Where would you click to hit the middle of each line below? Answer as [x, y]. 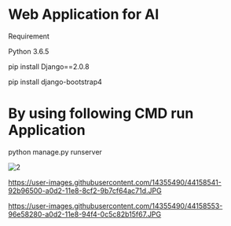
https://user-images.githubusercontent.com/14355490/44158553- [115, 206]
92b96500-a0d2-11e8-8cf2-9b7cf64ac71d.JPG [85, 191]
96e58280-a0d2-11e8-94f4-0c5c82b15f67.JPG [85, 214]
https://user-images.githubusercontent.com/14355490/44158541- [115, 182]
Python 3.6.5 [29, 51]
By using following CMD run [101, 113]
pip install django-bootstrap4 [55, 82]
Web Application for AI [84, 15]
